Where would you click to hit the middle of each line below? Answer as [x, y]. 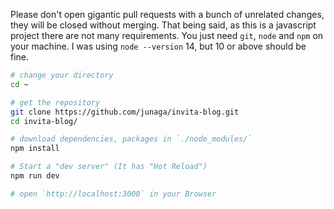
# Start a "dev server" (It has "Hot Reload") [109, 167]
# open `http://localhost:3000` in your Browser [113, 194]
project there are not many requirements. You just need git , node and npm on [167, 35]
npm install [35, 149]
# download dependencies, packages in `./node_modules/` [131, 139]
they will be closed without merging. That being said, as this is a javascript [163, 25]
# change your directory [62, 75]
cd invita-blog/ [44, 121]
